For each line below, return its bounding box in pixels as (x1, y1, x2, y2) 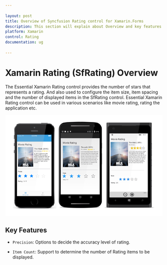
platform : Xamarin (5, 29, 43, 34)
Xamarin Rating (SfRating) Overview (5, 67, 158, 78)
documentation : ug (5, 40, 43, 45)
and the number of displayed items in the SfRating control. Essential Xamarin (5, 94, 163, 100)
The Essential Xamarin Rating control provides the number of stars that (5, 83, 151, 89)
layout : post (5, 13, 32, 18)
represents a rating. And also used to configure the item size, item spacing (5, 89, 159, 95)
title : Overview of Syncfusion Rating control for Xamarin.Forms (5, 18, 144, 23)
